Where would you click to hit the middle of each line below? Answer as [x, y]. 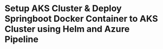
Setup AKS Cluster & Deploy [63, 8]
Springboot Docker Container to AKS [81, 19]
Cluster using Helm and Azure [67, 29]
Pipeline [22, 40]
